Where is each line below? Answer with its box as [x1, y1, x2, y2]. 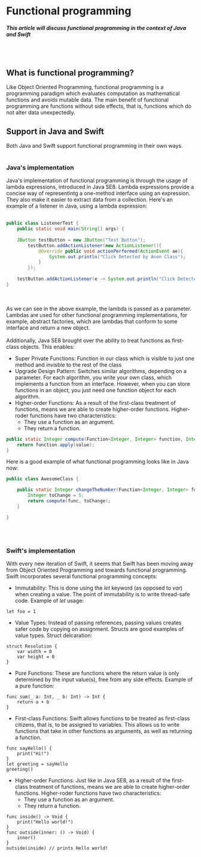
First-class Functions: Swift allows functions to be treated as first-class [14, 715, 190, 722]
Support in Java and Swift [6, 126, 105, 136]
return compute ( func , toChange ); [28, 498, 111, 504]
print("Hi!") [17, 751, 50, 757]
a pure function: [14, 682, 54, 689]
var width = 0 [17, 648, 52, 654]
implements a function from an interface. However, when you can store [14, 380, 190, 387]
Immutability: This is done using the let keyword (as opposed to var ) [14, 584, 183, 591]
